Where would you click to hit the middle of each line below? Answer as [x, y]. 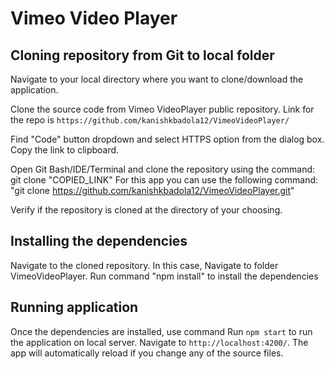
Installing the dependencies [99, 241]
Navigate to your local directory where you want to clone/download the [157, 79]
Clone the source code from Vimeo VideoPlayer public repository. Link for [162, 109]
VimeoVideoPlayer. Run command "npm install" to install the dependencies [164, 276]
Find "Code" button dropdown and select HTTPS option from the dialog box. [167, 139]
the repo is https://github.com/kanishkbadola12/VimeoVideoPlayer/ [150, 120]
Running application [74, 307]
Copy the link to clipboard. [65, 150]
